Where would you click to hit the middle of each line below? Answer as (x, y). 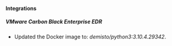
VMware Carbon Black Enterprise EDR (54, 22)
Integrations (21, 8)
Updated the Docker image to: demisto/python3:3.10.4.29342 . (90, 37)
